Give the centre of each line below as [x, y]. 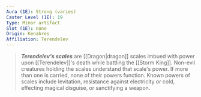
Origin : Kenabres [28, 34]
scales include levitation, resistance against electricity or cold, [98, 82]
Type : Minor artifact [33, 23]
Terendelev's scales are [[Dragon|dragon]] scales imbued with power [108, 56]
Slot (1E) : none [26, 28]
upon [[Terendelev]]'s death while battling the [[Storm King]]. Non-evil [108, 62]
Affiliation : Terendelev [37, 39]
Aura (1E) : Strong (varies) [41, 12]
